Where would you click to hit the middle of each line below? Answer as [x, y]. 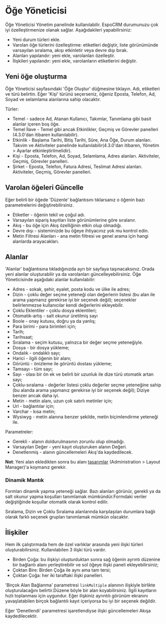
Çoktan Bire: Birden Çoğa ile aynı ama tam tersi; [61, 570]
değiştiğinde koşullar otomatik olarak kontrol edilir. [57, 502]
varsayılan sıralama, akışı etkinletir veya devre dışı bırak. [70, 50]
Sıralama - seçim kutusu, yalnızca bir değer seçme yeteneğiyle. [78, 342]
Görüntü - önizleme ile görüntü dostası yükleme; [62, 364]
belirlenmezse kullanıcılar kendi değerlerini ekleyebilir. [68, 305]
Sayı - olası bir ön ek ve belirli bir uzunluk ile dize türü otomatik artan [83, 374]
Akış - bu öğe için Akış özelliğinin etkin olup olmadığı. [67, 225]
